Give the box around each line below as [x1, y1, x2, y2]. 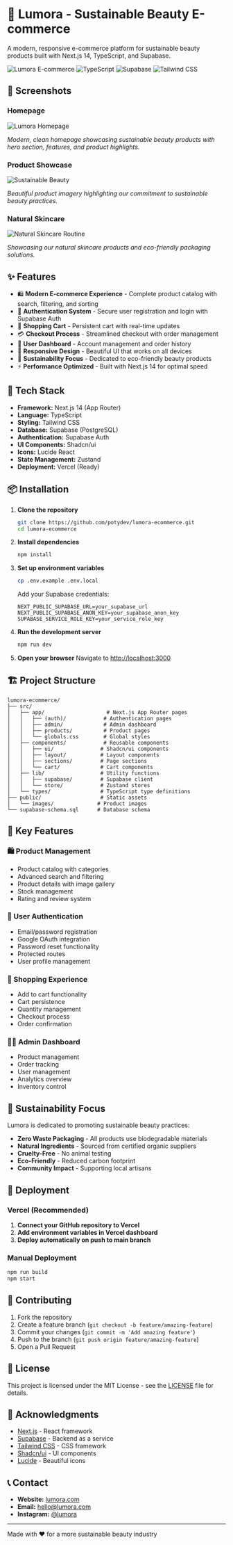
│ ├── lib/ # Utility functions [7, 770, 159, 777]
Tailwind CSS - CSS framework [17, 1442, 106, 1450]
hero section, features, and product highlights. [7, 143, 140, 151]
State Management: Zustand [17, 455, 101, 463]
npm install [17, 551, 52, 558]
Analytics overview [17, 1075, 72, 1083]
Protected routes [17, 949, 66, 958]
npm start [7, 1275, 36, 1282]
